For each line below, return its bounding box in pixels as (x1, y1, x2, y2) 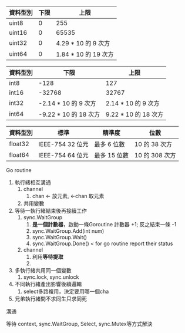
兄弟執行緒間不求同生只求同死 (14, 295, 87, 302)
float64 (9, 151, 29, 159)
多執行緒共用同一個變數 (14, 267, 72, 273)
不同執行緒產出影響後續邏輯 (14, 281, 82, 288)
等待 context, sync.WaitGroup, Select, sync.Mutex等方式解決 (6, 321, 153, 327)
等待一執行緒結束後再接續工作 (14, 207, 87, 214)
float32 (9, 140, 29, 148)
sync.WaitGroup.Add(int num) (32, 228, 105, 235)
